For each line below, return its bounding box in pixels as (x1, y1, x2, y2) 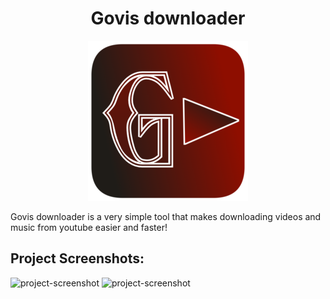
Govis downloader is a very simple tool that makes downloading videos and (10, 210, 322, 222)
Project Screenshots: (10, 250, 145, 267)
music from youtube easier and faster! (10, 221, 168, 233)
